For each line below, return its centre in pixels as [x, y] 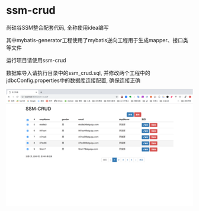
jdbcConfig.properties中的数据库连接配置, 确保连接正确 [73, 80]
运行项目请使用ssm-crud [36, 60]
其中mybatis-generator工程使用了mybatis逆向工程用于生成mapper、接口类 [97, 40]
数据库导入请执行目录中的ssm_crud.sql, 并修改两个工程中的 [78, 73]
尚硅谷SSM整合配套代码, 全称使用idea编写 [57, 27]
